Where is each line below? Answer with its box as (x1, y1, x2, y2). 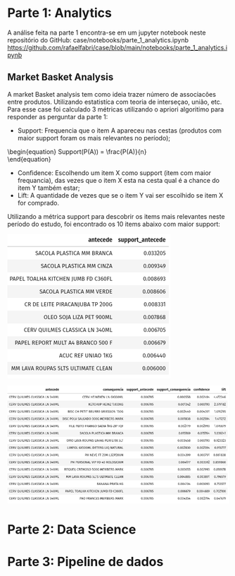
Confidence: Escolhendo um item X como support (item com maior (17, 168, 212, 177)
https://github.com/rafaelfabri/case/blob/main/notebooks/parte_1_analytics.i (7, 43, 227, 52)
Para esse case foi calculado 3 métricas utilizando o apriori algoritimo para (7, 104, 224, 114)
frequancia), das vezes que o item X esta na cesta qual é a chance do (17, 176, 220, 184)
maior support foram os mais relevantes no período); (17, 133, 171, 142)
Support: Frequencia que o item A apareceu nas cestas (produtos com (17, 126, 222, 135)
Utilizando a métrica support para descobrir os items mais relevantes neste (7, 212, 225, 220)
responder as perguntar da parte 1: (7, 112, 108, 121)
